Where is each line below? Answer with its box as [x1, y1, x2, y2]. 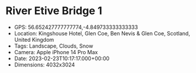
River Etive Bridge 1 [5, 4, 102, 18]
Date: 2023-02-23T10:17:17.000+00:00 [14, 55, 110, 62]
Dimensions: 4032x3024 [14, 61, 75, 68]
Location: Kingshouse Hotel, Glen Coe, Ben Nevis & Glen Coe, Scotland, [14, 29, 191, 36]
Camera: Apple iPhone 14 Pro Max [14, 48, 99, 55]
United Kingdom [14, 36, 55, 43]
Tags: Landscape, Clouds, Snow [14, 42, 93, 49]
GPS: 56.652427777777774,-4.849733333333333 [14, 24, 138, 31]
